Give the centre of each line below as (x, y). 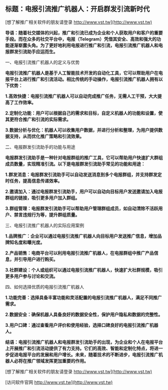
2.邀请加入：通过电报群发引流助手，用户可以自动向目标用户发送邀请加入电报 (84, 191)
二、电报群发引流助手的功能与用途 (40, 147)
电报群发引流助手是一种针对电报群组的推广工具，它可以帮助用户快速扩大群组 (84, 158)
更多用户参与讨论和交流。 (31, 276)
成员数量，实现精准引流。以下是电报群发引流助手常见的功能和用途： (75, 164)
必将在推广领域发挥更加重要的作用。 (51, 361)
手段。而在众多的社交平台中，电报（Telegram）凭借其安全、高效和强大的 (81, 39)
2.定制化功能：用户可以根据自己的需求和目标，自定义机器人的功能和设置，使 (84, 113)
